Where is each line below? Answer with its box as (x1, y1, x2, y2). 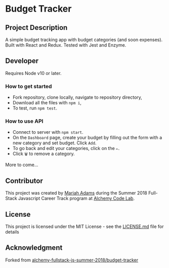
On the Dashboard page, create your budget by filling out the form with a (12, 135, 162, 141)
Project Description (5, 23, 68, 32)
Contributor (5, 176, 43, 185)
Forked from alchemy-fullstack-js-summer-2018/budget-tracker (5, 257, 139, 263)
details (5, 229, 19, 235)
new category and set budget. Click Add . (12, 140, 97, 146)
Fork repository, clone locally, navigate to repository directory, (12, 94, 143, 100)
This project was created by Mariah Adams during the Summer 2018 (5, 190, 148, 196)
